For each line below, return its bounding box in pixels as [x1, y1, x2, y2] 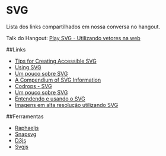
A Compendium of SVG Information [14, 76, 101, 83]
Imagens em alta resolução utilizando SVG [14, 101, 119, 108]
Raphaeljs [14, 124, 39, 131]
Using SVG [14, 63, 41, 71]
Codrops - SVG [14, 82, 52, 89]
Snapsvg [14, 131, 37, 138]
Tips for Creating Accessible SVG [14, 57, 97, 64]
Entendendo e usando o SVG [14, 95, 86, 102]
